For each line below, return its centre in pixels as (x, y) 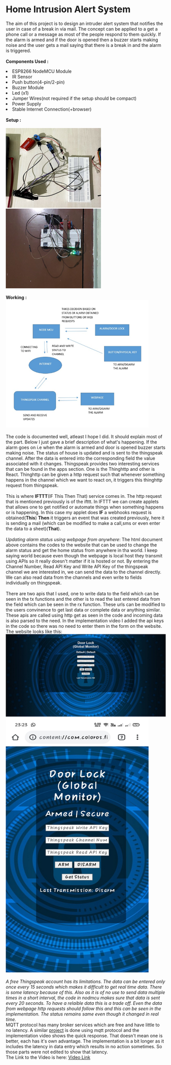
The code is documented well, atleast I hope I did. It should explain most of (84, 436)
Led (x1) (21, 93)
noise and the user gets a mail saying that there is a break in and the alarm (83, 45)
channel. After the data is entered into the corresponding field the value (80, 458)
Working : (16, 297)
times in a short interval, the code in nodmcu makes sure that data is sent (83, 998)
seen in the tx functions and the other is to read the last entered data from (83, 599)
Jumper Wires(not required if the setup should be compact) (74, 98)
